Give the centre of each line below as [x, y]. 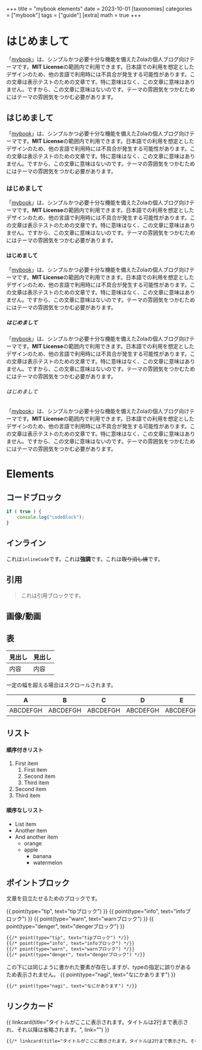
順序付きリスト [25, 749]
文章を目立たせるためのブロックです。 [54, 899]
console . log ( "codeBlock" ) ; [51, 517]
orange [33, 843]
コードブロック [34, 498]
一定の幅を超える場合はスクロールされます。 [61, 685]
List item [26, 824]
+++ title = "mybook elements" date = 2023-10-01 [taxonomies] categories [99, 9]
